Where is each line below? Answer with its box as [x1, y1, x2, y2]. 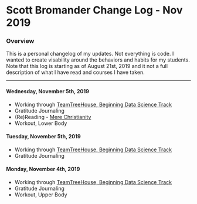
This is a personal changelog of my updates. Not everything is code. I [6, 50, 174, 57]
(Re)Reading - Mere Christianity [14, 113, 91, 120]
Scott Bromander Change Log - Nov [6, 4, 183, 17]
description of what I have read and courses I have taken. [6, 69, 145, 76]
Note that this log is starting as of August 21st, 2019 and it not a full [6, 63, 168, 70]
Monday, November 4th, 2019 [6, 165, 80, 173]
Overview [6, 37, 35, 45]
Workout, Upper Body [14, 191, 67, 198]
